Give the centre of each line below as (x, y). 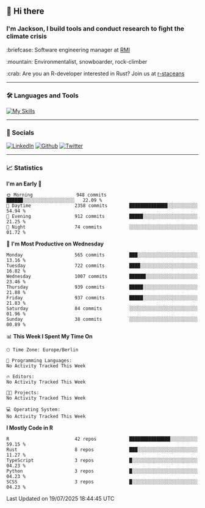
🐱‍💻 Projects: (23, 392)
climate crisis (27, 36)
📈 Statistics (25, 168)
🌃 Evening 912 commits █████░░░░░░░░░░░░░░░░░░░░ (102, 216)
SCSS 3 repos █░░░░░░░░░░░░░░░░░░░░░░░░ (102, 482)
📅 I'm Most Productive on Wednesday (55, 244)
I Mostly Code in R (30, 428)
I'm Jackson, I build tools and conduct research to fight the (95, 29)
